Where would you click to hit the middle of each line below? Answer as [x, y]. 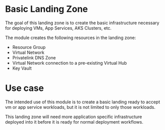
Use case [24, 88]
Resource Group [29, 47]
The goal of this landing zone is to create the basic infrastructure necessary [82, 23]
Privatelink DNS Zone [34, 57]
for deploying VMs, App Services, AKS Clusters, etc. [59, 28]
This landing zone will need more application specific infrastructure [74, 117]
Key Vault [22, 68]
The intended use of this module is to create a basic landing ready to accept [83, 102]
